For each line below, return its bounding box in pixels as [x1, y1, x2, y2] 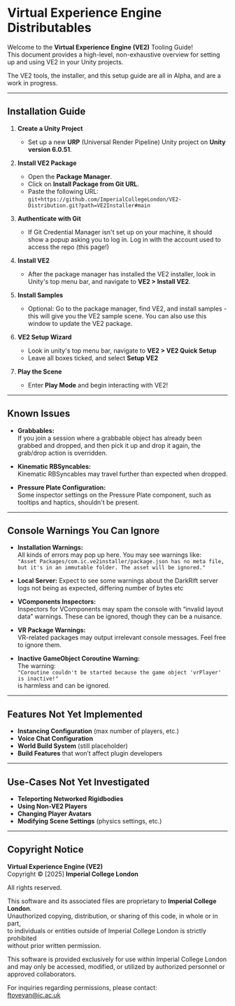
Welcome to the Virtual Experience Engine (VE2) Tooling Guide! [7, 43, 194, 51]
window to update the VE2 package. [27, 319, 133, 327]
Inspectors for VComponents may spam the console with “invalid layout [17, 605, 224, 614]
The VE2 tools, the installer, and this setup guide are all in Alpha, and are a [7, 71, 222, 80]
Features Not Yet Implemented [7, 708, 143, 720]
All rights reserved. [7, 883, 62, 891]
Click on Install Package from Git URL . [27, 180, 140, 188]
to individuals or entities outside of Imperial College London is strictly [7, 926, 206, 935]
